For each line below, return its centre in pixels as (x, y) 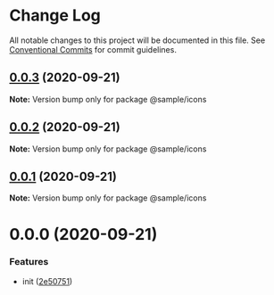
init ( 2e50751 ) (47, 281)
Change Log (55, 16)
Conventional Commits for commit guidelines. (93, 49)
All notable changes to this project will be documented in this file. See (137, 40)
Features (29, 262)
